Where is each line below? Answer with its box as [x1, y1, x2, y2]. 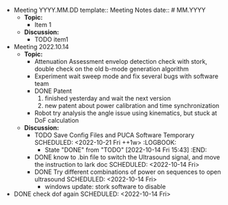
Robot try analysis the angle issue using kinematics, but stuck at [34, 109, 218, 117]
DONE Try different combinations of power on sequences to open [34, 168, 221, 176]
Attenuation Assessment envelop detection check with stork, [34, 57, 207, 65]
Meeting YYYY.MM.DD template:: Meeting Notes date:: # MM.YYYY [13, 6, 206, 14]
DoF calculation [34, 116, 79, 124]
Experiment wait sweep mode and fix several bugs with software [34, 72, 219, 80]
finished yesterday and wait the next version [44, 94, 171, 102]
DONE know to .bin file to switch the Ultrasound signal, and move [34, 153, 220, 161]
